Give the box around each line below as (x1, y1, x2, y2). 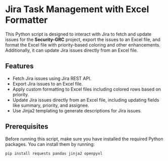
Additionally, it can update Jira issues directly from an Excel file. (5, 47, 138, 53)
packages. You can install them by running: (5, 141, 95, 147)
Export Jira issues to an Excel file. (12, 80, 83, 87)
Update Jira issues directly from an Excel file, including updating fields (12, 97, 159, 103)
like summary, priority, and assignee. (12, 102, 89, 108)
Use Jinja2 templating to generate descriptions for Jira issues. (12, 107, 142, 113)
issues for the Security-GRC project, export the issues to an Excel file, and (5, 36, 160, 43)
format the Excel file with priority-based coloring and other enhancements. (5, 42, 160, 48)
